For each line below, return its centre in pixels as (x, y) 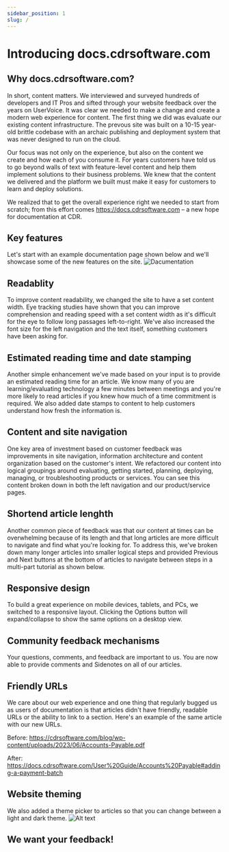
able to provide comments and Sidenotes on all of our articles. (95, 664)
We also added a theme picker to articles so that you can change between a (114, 811)
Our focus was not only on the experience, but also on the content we (105, 152)
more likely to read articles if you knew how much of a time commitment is (112, 396)
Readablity (31, 283)
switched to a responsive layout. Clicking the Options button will (97, 612)
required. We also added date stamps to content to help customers (101, 403)
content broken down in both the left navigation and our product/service (109, 485)
